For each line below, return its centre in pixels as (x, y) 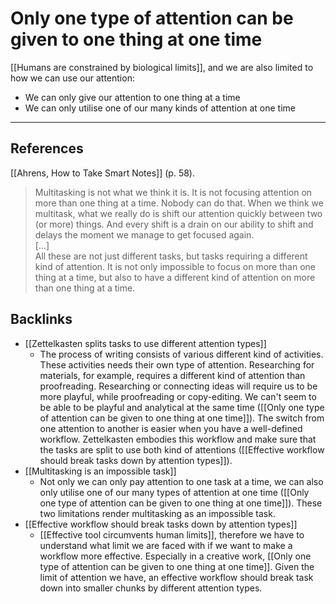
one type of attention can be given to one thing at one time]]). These (181, 503)
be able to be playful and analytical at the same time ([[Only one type (182, 407)
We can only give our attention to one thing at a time (132, 97)
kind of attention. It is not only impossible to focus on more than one (175, 266)
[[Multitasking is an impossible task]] (100, 471)
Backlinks (41, 319)
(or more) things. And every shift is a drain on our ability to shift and (174, 224)
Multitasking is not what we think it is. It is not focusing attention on (173, 192)
